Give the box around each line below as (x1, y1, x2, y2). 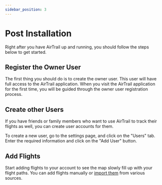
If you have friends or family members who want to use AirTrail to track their (5, 118, 157, 124)
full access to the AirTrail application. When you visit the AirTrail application (5, 81, 156, 87)
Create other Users (5, 105, 64, 114)
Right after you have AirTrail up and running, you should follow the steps (5, 44, 149, 50)
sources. (5, 175, 23, 181)
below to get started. (5, 49, 47, 55)
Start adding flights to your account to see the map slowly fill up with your (5, 165, 153, 170)
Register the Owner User (5, 63, 81, 71)
